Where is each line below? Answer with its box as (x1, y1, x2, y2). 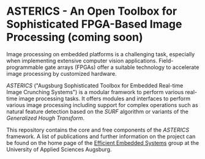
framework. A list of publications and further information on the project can (6, 133, 196, 140)
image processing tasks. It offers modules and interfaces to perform (18, 95, 191, 102)
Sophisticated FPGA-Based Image (6, 17, 182, 31)
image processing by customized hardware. (6, 70, 117, 77)
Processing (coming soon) (6, 31, 143, 44)
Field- (158, 57, 174, 64)
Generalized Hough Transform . (6, 114, 84, 122)
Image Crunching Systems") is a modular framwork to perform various (6, 88, 184, 95)
